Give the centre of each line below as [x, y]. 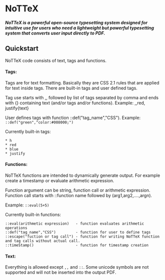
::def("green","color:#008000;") [39, 122]
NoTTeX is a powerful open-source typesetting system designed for [76, 22]
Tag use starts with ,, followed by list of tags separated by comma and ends [82, 97]
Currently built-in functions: [33, 215]
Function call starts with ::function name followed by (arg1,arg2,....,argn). [79, 195]
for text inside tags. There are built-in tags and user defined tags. [71, 88]
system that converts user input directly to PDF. [55, 33]
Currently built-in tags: [28, 131]
